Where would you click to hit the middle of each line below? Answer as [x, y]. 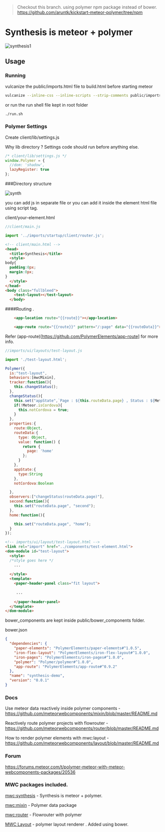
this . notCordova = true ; [43, 410]
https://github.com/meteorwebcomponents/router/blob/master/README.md [82, 728]
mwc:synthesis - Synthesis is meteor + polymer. [54, 795]
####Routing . [20, 309]
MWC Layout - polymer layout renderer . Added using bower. [67, 824]
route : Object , [28, 428]
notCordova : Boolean [34, 483]
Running [15, 76]
